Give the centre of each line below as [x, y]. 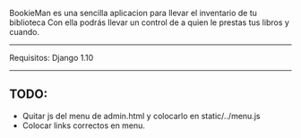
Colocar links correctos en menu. [84, 125]
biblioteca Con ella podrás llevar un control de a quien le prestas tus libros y [149, 22]
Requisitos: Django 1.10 [52, 58]
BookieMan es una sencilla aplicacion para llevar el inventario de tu [133, 13]
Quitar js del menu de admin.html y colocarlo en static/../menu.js [141, 116]
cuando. [25, 32]
